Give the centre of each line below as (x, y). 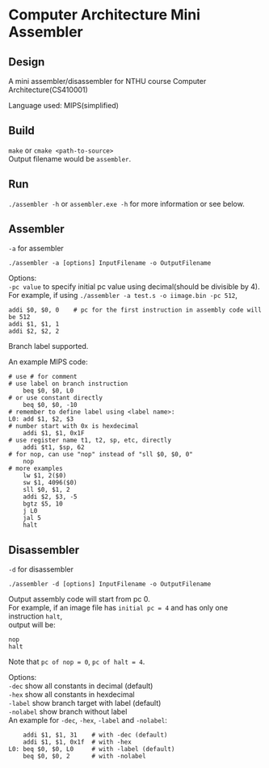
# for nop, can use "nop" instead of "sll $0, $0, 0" (101, 455)
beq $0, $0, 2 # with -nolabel (85, 757)
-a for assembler (36, 249)
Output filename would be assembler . (70, 158)
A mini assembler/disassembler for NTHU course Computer (107, 81)
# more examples (36, 469)
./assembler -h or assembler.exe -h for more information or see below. (126, 204)
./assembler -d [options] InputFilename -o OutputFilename (110, 584)
